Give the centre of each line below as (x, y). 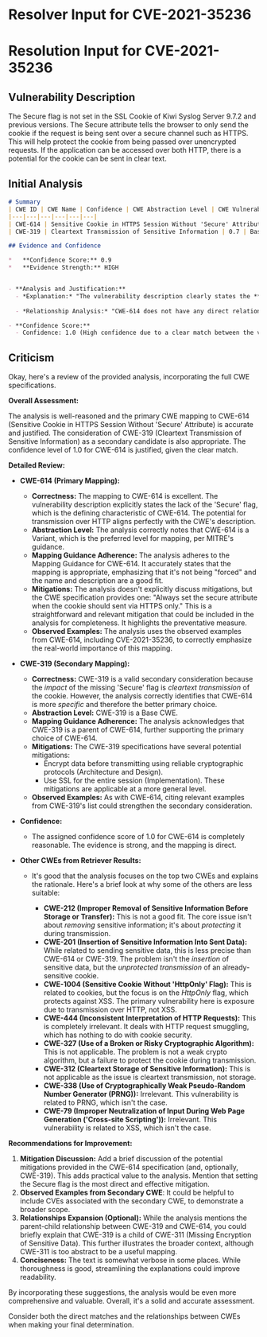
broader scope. (45, 1210)
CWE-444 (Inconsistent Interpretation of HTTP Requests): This (150, 1018)
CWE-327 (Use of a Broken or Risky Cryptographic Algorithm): (149, 1044)
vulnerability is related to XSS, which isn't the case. (127, 1128)
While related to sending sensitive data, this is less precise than (147, 950)
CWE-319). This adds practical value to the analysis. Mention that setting (139, 1176)
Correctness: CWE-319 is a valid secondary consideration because (142, 679)
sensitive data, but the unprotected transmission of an (132, 967)
